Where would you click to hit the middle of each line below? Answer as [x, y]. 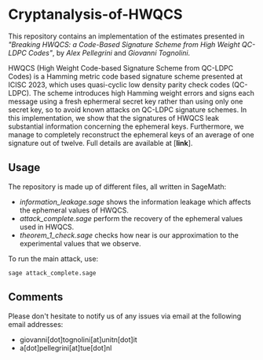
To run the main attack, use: [53, 258]
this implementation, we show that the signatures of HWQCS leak [114, 118]
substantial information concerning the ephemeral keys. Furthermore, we [126, 126]
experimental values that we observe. [80, 243]
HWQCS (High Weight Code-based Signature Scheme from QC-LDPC [121, 67]
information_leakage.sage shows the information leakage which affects [135, 202]
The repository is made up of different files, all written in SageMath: [117, 187]
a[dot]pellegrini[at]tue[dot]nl [66, 347]
